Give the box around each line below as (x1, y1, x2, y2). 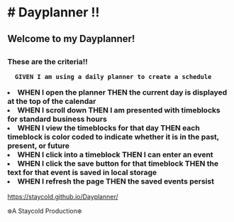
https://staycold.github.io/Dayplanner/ (7, 193, 118, 201)
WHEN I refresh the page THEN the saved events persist (17, 176, 215, 186)
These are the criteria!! (7, 56, 88, 66)
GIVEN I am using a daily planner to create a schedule (14, 73, 212, 81)
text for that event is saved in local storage (7, 167, 157, 177)
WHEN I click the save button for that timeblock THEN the (17, 158, 218, 168)
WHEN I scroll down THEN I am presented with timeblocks (17, 105, 221, 115)
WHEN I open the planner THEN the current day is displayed (17, 87, 228, 97)
